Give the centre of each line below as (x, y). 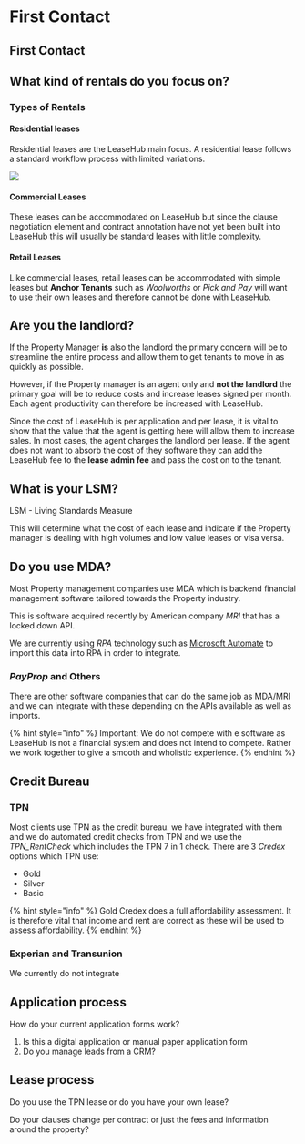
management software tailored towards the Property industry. (125, 598)
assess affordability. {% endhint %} (76, 930)
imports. (25, 716)
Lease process (52, 1080)
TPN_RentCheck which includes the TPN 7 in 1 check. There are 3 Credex (147, 846)
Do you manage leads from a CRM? (89, 1052)
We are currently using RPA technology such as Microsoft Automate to (142, 643)
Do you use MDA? (61, 567)
